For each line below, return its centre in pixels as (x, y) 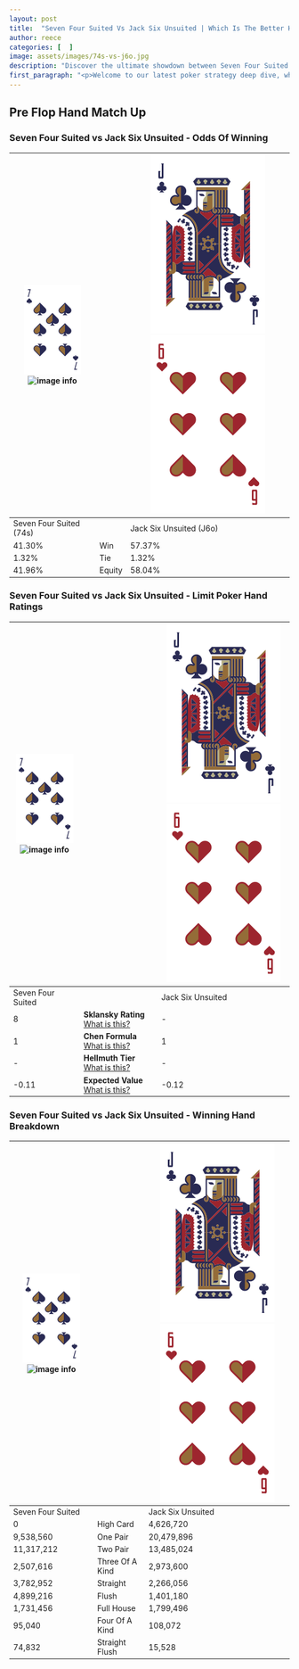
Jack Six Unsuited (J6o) (174, 528)
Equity (111, 570)
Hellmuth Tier (109, 1058)
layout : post (33, 19)
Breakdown (34, 1127)
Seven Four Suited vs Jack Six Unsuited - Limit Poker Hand (139, 596)
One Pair (113, 1537)
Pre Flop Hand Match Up (78, 113)
